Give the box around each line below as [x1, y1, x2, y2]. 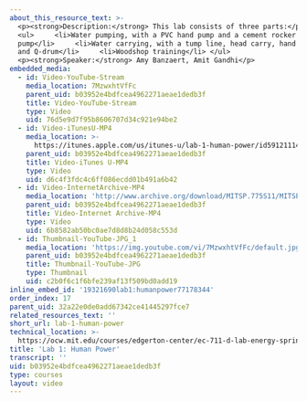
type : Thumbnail [26, 269, 89, 278]
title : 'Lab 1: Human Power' [9, 344, 121, 354]
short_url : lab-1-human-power [9, 319, 125, 329]
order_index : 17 [9, 293, 71, 302]
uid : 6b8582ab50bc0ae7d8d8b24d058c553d [26, 226, 178, 235]
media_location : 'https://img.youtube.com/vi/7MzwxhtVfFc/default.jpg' [26, 243, 304, 252]
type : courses [9, 370, 64, 379]
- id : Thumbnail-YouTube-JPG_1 [17, 234, 137, 243]
